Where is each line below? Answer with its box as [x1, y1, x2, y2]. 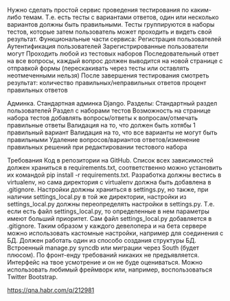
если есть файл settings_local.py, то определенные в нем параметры [7, 207, 209, 215]
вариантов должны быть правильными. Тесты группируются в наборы [7, 21, 215, 28]
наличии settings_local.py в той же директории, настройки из [7, 193, 187, 201]
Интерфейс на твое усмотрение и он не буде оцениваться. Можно [7, 258, 203, 266]
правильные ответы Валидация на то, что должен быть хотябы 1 [7, 121, 196, 129]
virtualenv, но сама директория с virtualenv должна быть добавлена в [7, 178, 211, 186]
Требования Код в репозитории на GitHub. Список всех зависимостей [7, 156, 214, 164]
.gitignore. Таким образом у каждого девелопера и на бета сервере [7, 222, 207, 230]
